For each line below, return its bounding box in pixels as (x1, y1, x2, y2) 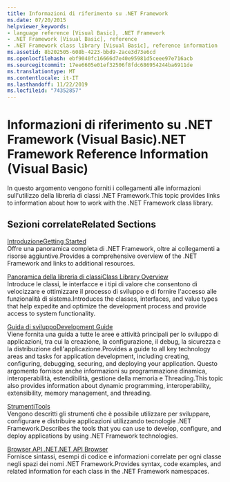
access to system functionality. (7, 309, 96, 317)
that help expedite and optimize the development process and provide (7, 302, 207, 310)
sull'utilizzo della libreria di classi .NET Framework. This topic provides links (7, 192, 220, 200)
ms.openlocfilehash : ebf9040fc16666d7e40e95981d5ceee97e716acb (7, 55, 193, 62)
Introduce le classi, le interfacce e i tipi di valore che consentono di (7, 279, 198, 288)
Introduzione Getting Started (7, 237, 86, 245)
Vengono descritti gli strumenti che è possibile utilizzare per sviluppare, (7, 409, 211, 418)
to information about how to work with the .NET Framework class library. (7, 198, 213, 207)
